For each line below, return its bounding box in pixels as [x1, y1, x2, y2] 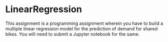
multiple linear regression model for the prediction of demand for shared [5, 25, 158, 31]
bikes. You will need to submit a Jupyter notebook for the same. [5, 31, 140, 37]
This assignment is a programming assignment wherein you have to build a [5, 20, 163, 26]
